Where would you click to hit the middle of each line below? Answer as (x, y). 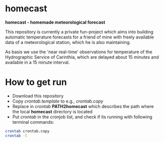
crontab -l (16, 136)
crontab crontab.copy (27, 131)
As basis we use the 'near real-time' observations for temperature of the (79, 52)
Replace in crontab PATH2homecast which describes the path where (83, 106)
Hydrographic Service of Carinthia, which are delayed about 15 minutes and (82, 57)
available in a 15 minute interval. (38, 62)
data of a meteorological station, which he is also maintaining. (68, 42)
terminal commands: (33, 122)
